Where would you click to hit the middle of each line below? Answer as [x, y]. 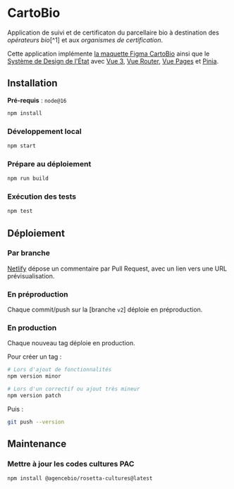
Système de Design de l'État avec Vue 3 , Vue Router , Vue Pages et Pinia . [113, 61]
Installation [32, 83]
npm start [22, 146]
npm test [20, 211]
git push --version [36, 422]
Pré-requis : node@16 [37, 100]
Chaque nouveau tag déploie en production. [71, 343]
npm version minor [34, 376]
